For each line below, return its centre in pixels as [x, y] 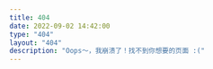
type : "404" [31, 34]
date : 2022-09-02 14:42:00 [60, 26]
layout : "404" [36, 43]
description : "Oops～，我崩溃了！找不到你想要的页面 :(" [107, 51]
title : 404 [30, 17]
